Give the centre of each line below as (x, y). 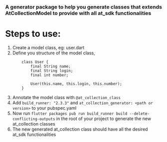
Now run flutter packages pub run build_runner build (70, 113)
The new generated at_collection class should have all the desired (80, 129)
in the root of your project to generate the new (103, 119)
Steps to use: (33, 34)
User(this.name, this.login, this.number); (76, 84)
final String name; (51, 66)
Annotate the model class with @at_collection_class (66, 97)
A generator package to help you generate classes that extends (83, 7)
